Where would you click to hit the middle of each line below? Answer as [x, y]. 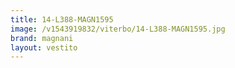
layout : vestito [44, 47]
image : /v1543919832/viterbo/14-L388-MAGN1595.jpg [118, 29]
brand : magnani [42, 38]
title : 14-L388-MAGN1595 [62, 19]
